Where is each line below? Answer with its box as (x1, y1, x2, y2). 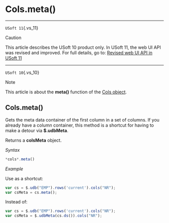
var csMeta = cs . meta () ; (5, 190, 57, 195)
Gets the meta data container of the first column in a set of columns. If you (5, 117, 160, 123)
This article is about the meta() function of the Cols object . (5, 89, 127, 95)
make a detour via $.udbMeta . (5, 127, 69, 134)
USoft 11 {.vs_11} (5, 25, 39, 31)
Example (5, 166, 24, 172)
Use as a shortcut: (5, 175, 43, 181)
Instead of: (5, 199, 28, 205)
